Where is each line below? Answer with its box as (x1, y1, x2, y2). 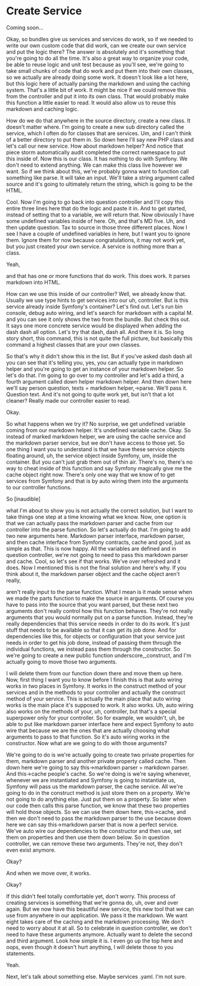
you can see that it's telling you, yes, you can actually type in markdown (6, 359, 183, 366)
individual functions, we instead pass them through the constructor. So (6, 645, 180, 653)
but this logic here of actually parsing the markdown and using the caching (6, 79, 190, 87)
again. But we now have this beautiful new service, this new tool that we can (6, 905, 194, 912)
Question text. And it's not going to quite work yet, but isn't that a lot (6, 390, 174, 398)
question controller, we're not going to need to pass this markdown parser (6, 551, 189, 558)
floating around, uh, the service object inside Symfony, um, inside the (6, 452, 177, 459)
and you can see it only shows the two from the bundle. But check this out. (6, 316, 190, 323)
